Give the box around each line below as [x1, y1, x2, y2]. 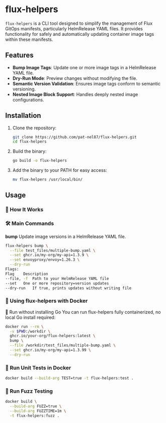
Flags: [5, 267, 19, 272]
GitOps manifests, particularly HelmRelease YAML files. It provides [5, 25, 143, 31]
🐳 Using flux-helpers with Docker [5, 297, 88, 304]
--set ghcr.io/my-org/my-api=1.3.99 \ [10, 348, 92, 353]
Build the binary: [12, 148, 47, 155]
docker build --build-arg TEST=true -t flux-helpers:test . [5, 375, 134, 381]
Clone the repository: [12, 125, 57, 131]
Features [5, 51, 34, 60]
